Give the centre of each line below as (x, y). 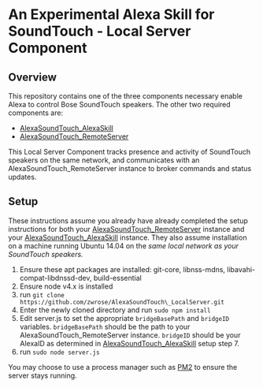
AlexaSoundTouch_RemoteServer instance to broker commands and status (130, 168)
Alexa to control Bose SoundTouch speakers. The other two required (119, 104)
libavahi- (241, 269)
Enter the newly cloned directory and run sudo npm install (115, 310)
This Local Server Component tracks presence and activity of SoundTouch (130, 152)
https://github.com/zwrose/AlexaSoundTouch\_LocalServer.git (122, 302)
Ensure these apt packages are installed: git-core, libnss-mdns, (122, 269)
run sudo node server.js (59, 352)
